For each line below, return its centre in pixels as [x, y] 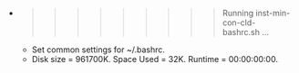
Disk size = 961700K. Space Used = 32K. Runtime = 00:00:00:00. [155, 59]
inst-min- [273, 13]
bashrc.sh [241, 32]
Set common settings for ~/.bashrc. [98, 50]
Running [238, 13]
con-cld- [239, 23]
